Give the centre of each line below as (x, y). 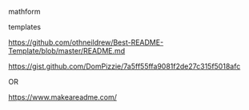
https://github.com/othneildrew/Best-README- (86, 42)
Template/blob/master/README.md (67, 51)
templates (25, 27)
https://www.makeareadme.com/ (63, 97)
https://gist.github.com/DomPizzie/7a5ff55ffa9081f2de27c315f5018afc (124, 66)
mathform (24, 12)
